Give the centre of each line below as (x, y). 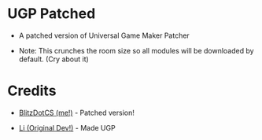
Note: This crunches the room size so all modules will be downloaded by (136, 50)
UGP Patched (52, 14)
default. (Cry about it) (54, 59)
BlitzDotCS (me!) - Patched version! (76, 112)
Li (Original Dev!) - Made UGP (67, 127)
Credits (32, 91)
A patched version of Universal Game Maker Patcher (104, 35)
